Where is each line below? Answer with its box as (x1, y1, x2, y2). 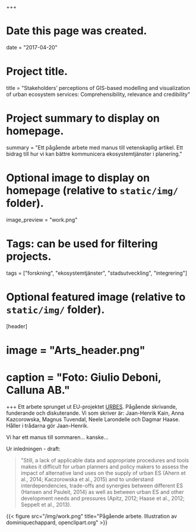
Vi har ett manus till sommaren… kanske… (6, 433, 109, 441)
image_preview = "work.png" (6, 216, 78, 223)
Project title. (6, 65, 68, 78)
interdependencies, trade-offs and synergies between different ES (20, 482, 183, 489)
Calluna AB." (6, 384, 70, 397)
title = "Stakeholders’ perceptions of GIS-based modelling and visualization (6, 84, 190, 91)
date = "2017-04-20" (6, 43, 58, 51)
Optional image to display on (6, 171, 150, 185)
